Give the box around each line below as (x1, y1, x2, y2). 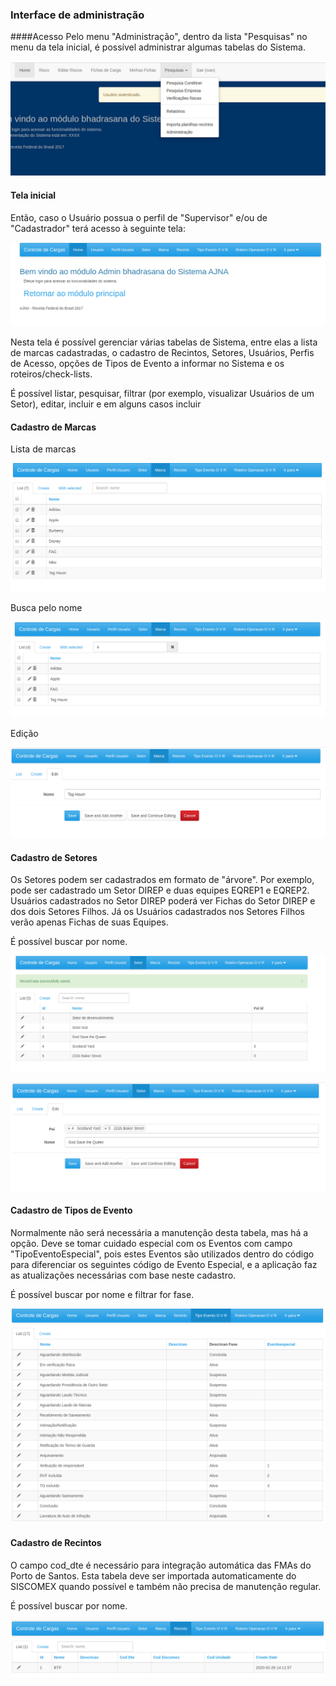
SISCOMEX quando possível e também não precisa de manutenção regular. (10, 1580, 322, 1592)
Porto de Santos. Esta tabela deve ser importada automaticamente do (10, 1569, 297, 1582)
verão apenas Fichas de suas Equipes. (10, 916, 169, 928)
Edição (10, 727, 39, 739)
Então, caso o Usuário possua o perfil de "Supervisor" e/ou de (10, 211, 268, 223)
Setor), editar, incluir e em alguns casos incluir (10, 398, 202, 410)
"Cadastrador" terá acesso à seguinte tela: (10, 222, 186, 234)
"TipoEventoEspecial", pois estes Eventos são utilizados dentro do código (10, 1248, 315, 1260)
